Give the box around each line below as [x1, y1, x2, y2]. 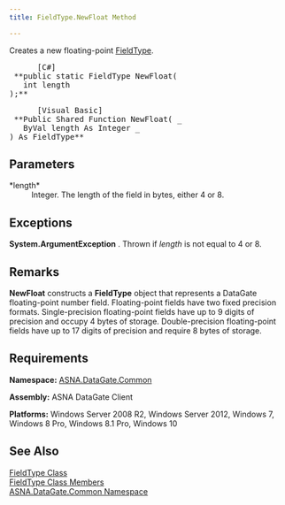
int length [23, 80, 71, 89]
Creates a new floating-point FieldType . [9, 45, 154, 56]
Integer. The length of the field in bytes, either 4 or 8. [31, 189, 225, 200]
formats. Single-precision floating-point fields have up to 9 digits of [9, 307, 255, 318]
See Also [9, 444, 59, 459]
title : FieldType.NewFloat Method [9, 12, 137, 22]
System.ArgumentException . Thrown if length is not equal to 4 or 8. [9, 239, 263, 249]
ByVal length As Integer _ [23, 123, 141, 133]
